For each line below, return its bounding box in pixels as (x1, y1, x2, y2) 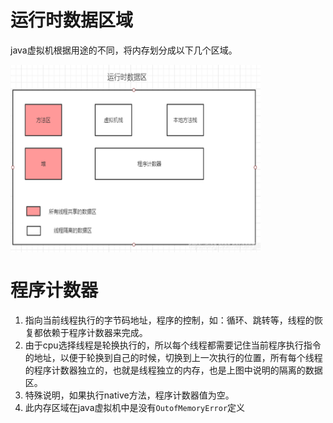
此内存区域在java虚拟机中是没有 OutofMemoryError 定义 (24, 401, 246, 413)
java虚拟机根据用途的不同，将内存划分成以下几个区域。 (10, 44, 238, 56)
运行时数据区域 (10, 9, 134, 32)
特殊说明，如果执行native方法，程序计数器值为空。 (24, 389, 235, 401)
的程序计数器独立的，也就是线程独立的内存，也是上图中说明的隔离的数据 (24, 364, 323, 376)
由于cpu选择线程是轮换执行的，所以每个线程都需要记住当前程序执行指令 (24, 339, 322, 351)
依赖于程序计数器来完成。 (42, 326, 148, 338)
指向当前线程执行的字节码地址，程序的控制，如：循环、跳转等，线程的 (24, 314, 315, 326)
